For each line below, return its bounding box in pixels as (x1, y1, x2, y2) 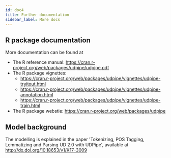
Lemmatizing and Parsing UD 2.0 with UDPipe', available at (5, 142, 129, 148)
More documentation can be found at (5, 49, 83, 56)
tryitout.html (20, 81, 46, 87)
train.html (20, 102, 41, 109)
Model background (5, 123, 67, 131)
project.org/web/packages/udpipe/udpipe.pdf (12, 65, 109, 71)
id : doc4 (5, 7, 24, 13)
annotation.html (20, 92, 53, 98)
